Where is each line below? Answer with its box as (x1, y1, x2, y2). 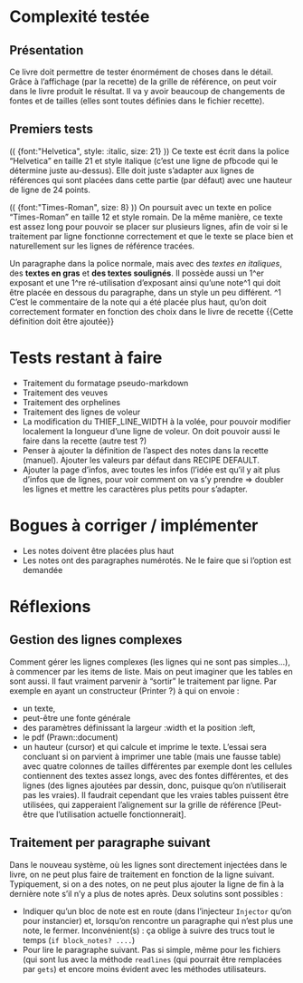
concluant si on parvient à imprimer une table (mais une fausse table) (22, 751, 282, 762)
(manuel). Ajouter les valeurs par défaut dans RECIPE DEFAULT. (22, 454, 260, 465)
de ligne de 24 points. (9, 184, 90, 195)
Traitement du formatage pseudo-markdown (22, 377, 189, 388)
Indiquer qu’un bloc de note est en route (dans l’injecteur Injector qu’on (22, 905, 292, 917)
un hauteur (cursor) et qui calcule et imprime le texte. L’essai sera (22, 741, 267, 752)
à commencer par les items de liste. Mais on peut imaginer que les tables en (9, 666, 293, 676)
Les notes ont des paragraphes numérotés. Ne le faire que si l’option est (22, 555, 292, 566)
